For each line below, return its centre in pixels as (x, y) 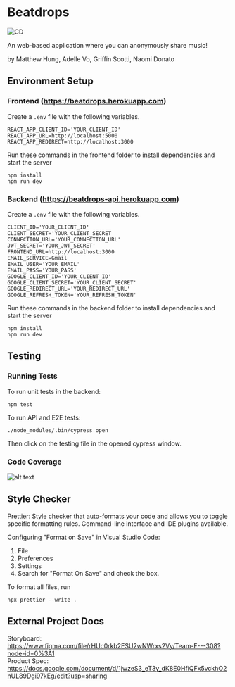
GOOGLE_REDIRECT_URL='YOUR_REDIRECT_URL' (69, 289)
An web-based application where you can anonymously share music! (107, 45)
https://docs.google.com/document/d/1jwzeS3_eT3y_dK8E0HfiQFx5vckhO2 (117, 668)
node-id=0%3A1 (31, 653)
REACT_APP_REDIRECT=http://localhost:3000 (70, 141)
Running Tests (32, 376)
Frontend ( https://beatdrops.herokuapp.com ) (87, 101)
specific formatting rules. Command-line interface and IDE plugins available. (118, 523)
